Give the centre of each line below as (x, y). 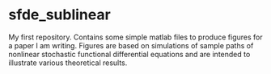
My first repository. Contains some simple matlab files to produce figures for (135, 37)
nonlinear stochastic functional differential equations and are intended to (129, 54)
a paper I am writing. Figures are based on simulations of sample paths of (131, 45)
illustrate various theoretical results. (68, 63)
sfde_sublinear (59, 15)
